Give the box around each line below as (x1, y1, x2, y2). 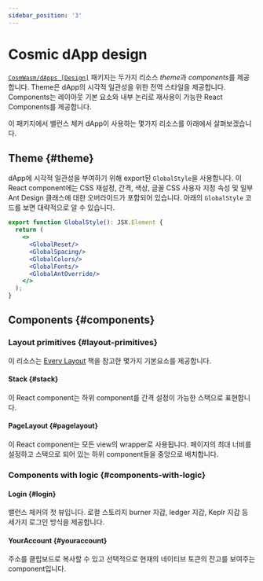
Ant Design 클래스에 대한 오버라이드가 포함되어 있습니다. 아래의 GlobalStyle (8, 193, 243, 203)
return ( (15, 226, 44, 234)
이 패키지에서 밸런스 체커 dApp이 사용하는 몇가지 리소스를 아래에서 (8, 119, 212, 128)
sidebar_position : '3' (8, 11, 82, 20)
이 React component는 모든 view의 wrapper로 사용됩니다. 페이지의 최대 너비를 (8, 439, 252, 449)
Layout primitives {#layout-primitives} (8, 337, 159, 348)
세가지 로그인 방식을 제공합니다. (8, 517, 105, 527)
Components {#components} (8, 314, 155, 327)
